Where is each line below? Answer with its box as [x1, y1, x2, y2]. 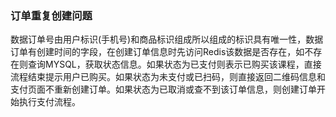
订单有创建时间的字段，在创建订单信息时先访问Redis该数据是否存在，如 [10, 46, 305, 58]
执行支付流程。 [18, 96, 81, 108]
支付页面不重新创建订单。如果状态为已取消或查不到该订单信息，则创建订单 [10, 83, 317, 96]
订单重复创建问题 [10, 8, 93, 22]
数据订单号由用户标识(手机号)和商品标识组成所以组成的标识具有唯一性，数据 [10, 33, 324, 46]
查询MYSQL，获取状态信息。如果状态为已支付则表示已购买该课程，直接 [27, 58, 322, 71]
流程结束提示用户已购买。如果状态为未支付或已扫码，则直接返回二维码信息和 [10, 71, 326, 83]
